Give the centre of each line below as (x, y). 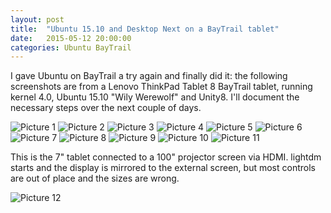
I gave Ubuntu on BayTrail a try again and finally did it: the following (149, 76)
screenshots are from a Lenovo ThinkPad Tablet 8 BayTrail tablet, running (161, 87)
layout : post (37, 19)
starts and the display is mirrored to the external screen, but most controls (163, 168)
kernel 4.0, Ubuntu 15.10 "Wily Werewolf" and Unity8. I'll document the (155, 97)
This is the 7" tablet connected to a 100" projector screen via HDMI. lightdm (166, 157)
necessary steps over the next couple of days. (106, 108)
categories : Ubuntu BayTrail (71, 47)
